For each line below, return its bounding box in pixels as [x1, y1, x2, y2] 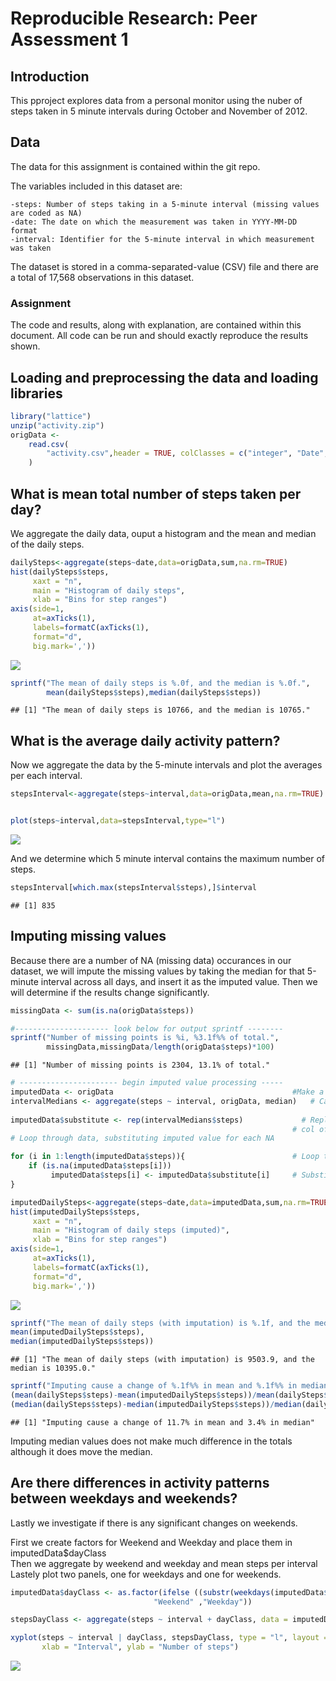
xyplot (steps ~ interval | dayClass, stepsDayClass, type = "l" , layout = [10, 1633, 329, 1643]
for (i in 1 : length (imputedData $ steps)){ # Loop [10, 1152, 320, 1162]
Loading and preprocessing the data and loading [10, 369, 319, 386]
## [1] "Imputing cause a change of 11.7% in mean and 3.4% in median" [10, 1417, 315, 1427]
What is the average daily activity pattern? [10, 732, 281, 749]
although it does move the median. [10, 1445, 153, 1457]
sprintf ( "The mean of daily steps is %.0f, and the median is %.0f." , [10, 678, 311, 688]
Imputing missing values [10, 928, 167, 945]
